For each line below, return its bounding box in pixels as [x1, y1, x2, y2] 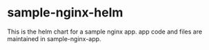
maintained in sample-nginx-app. [7, 34, 101, 42]
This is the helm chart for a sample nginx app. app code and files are [7, 27, 202, 36]
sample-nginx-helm [7, 5, 123, 21]
